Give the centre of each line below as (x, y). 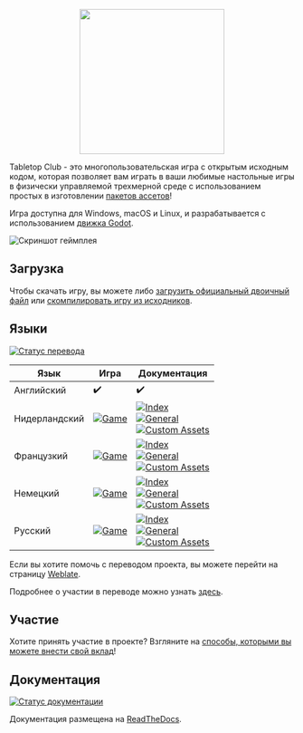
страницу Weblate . (45, 574)
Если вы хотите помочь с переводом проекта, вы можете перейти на (144, 564)
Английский (40, 391)
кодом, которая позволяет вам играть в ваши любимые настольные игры (152, 176)
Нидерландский (49, 419)
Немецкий (37, 493)
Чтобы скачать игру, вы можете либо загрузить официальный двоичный (150, 291)
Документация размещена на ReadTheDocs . (96, 719)
